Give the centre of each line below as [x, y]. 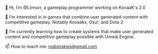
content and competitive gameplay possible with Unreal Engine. [70, 37]
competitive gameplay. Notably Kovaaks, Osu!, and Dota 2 [64, 22]
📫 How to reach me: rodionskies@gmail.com [51, 46]
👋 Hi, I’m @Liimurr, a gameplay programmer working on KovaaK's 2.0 [75, 8]
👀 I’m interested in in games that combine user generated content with [77, 17]
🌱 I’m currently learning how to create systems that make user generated [79, 31]
